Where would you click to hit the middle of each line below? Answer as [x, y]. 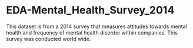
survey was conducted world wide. [49, 39]
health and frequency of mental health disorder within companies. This [92, 32]
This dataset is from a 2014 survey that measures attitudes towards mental [96, 26]
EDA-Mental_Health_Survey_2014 [90, 10]
